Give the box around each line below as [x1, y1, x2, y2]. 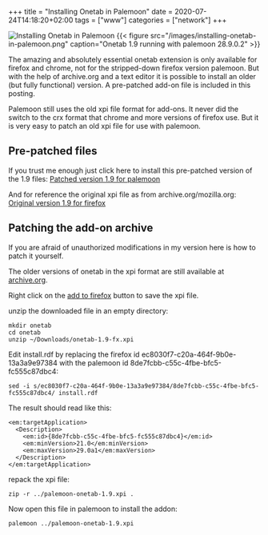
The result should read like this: [8, 403, 112, 413]
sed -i [8, 381, 30, 390]
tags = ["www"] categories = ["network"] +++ [74, 15, 227, 25]
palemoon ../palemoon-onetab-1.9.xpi [8, 519, 134, 527]
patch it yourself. [8, 251, 64, 261]
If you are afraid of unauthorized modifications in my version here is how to [8, 242, 256, 252]
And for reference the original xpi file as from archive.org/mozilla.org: [8, 190, 237, 199]
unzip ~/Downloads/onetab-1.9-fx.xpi [8, 335, 134, 343]
